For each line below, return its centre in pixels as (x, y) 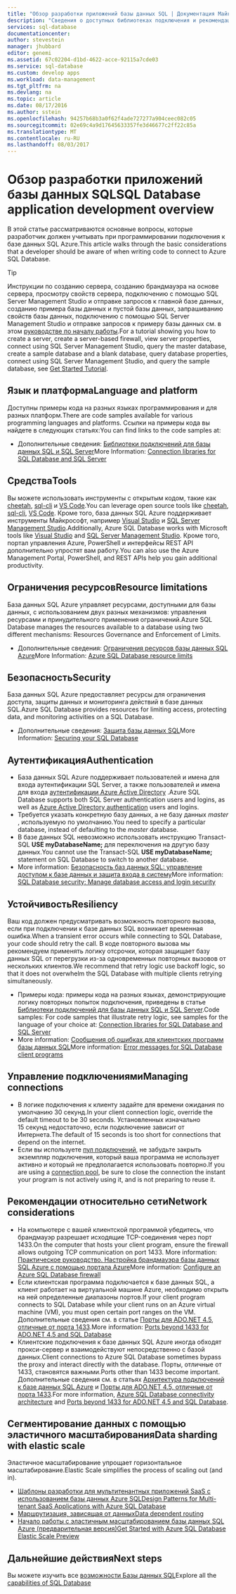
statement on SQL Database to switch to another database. (103, 859)
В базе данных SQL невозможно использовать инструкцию (107, 837)
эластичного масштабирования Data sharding (112, 1434)
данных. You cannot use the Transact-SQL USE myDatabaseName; (115, 852)
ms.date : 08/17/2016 (38, 106)
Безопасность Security (59, 677)
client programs (40, 1054)
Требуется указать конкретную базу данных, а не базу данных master (123, 815)
